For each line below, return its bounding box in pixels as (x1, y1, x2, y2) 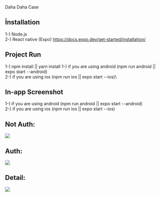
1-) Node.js (5, 31, 27, 37)
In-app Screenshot (5, 88, 63, 97)
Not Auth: (5, 120, 36, 128)
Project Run (5, 51, 41, 59)
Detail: (5, 174, 26, 182)
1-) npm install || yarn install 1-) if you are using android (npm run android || (5, 63, 156, 69)
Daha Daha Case (5, 4, 39, 10)
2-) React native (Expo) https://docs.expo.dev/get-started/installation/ (5, 36, 146, 42)
